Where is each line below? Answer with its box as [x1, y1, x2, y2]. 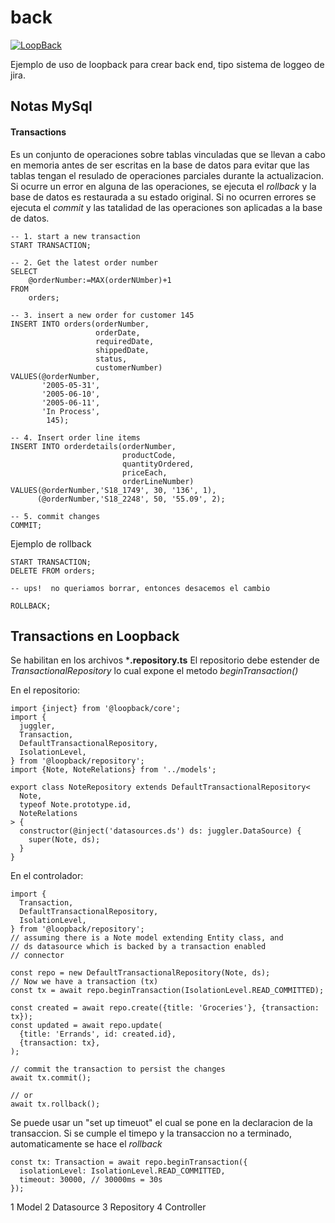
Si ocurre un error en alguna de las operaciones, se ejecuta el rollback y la [10, 180, 317, 192]
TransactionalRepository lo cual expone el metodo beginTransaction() [10, 665, 299, 677]
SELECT [10, 266, 38, 276]
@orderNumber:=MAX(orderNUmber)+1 [28, 275, 172, 285]
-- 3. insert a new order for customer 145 [10, 310, 195, 320]
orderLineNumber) [121, 476, 195, 486]
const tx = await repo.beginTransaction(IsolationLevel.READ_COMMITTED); [10, 986, 325, 996]
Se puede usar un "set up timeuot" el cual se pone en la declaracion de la [10, 1117, 313, 1129]
